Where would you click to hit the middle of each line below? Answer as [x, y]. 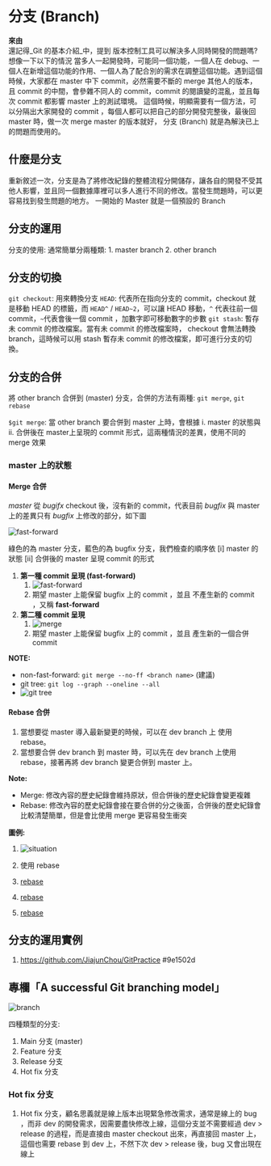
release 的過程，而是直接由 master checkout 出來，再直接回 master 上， [140, 1134]
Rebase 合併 [29, 712]
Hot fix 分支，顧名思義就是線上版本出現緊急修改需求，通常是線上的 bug [138, 1113]
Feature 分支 [41, 1051]
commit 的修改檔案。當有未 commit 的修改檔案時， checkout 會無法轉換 [137, 329]
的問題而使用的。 [37, 131]
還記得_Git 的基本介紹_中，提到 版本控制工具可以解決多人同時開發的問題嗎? [133, 50]
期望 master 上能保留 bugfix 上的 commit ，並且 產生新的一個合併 [141, 634]
